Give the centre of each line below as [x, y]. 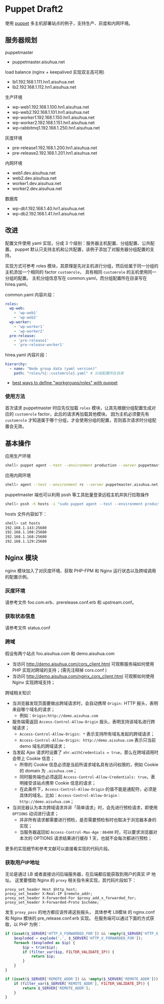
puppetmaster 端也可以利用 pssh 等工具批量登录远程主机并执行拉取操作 [77, 495]
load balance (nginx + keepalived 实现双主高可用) [55, 72]
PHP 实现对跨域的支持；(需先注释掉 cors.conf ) [60, 670]
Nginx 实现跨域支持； [34, 682]
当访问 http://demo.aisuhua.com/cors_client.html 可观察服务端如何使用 [83, 664]
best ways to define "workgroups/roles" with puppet [65, 383]
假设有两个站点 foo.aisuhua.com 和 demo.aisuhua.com [60, 653]
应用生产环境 [18, 456]
